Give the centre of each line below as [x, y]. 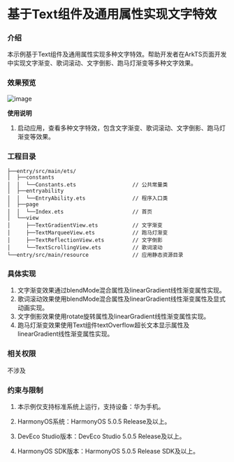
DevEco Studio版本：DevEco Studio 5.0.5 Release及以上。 [101, 436]
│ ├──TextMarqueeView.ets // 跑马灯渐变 [88, 233]
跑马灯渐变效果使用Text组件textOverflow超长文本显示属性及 [103, 325]
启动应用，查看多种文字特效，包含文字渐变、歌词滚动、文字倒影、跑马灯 [121, 128]
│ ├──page [23, 204]
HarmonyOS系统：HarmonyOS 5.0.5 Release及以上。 [94, 421]
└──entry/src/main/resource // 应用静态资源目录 [95, 255]
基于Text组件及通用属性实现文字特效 [112, 14]
